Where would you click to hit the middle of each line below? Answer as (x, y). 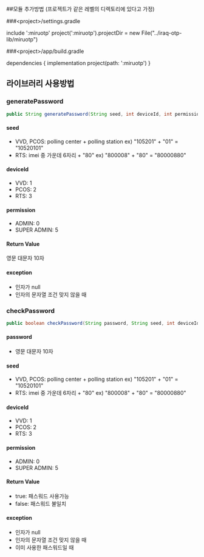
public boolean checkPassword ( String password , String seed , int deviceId (103, 323)
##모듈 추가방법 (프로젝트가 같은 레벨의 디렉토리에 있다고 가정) (80, 9)
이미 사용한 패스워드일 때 (44, 547)
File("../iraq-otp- (161, 33)
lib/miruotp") (22, 39)
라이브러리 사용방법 (40, 84)
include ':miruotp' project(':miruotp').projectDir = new (73, 33)
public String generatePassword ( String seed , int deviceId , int (89, 114)
